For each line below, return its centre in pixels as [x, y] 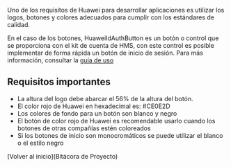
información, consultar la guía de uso [61, 60]
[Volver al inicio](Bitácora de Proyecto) [63, 156]
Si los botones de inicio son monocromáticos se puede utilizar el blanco [120, 135]
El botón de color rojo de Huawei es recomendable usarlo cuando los [116, 121]
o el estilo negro [40, 143]
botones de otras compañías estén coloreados [84, 128]
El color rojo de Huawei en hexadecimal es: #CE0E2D [94, 106]
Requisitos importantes [59, 82]
